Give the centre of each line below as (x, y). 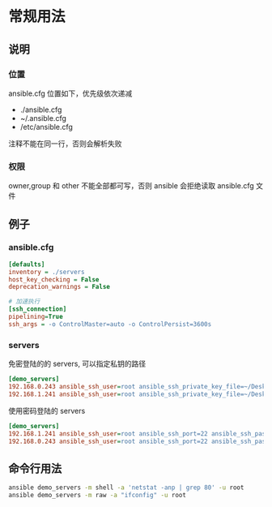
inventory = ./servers (47, 272)
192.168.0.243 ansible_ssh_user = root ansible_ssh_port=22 (108, 441)
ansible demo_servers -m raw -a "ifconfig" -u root (97, 496)
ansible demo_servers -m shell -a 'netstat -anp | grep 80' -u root (126, 488)
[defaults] (27, 264)
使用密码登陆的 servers (47, 410)
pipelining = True (36, 317)
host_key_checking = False (54, 279)
